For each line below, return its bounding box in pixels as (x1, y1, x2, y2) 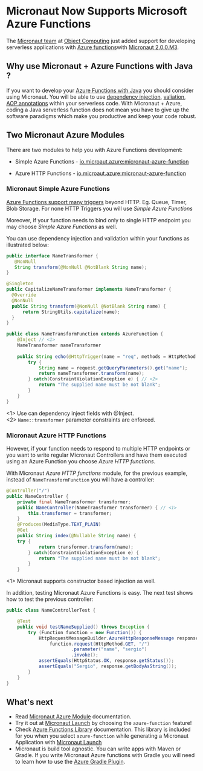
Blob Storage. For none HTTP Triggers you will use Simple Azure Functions (6, 205, 193, 212)
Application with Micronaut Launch (14, 739, 102, 746)
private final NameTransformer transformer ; (17, 498, 131, 505)
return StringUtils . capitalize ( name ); (22, 309, 120, 315)
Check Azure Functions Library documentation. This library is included (14, 726, 191, 733)
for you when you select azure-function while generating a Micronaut (14, 732, 189, 740)
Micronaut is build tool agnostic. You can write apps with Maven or (14, 745, 181, 752)
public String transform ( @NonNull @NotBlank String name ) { (11, 303, 166, 309)
